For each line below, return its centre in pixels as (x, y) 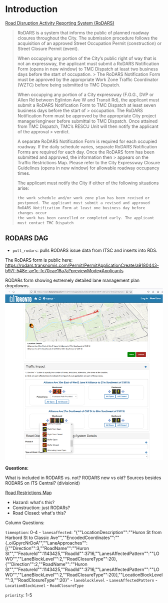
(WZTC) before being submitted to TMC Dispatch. (69, 85)
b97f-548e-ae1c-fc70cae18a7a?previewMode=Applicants (64, 270)
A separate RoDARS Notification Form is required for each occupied (87, 141)
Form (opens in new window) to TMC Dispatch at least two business (88, 69)
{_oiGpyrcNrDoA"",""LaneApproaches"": (46, 543)
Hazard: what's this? (33, 502)
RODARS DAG (27, 238)
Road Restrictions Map (28, 493)
